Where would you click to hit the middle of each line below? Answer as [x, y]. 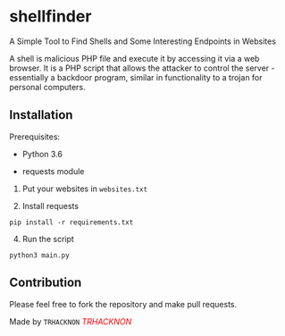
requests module [53, 171]
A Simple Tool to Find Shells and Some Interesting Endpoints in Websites [143, 41]
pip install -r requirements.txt [71, 222]
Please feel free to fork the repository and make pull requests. [123, 304]
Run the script [48, 239]
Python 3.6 [42, 154]
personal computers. [48, 87]
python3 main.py [39, 255]
